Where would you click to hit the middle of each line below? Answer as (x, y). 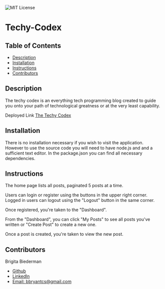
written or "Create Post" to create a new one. (51, 225)
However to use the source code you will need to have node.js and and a (79, 148)
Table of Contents (33, 46)
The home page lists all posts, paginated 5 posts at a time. (64, 186)
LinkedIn (21, 276)
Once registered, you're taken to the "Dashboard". (56, 210)
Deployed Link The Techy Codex (38, 115)
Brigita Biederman (23, 261)
